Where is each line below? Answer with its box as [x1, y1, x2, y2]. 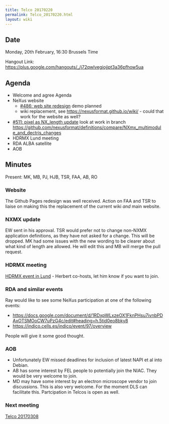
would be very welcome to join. [12, 373, 78, 379]
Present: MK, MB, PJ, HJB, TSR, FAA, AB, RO [5, 174, 98, 180]
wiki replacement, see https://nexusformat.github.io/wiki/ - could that [20, 108, 164, 114]
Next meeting [5, 402, 39, 409]
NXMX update [5, 216, 41, 223]
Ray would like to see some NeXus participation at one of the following [5, 297, 152, 303]
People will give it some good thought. [5, 333, 84, 339]
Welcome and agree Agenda [12, 92, 72, 98]
